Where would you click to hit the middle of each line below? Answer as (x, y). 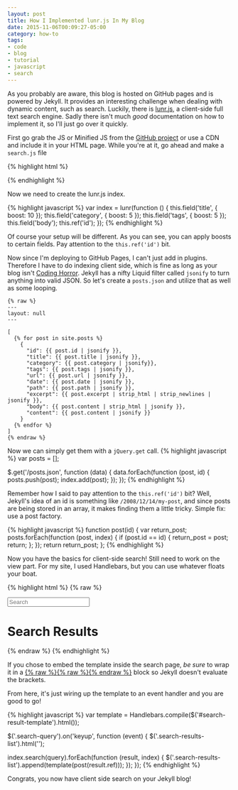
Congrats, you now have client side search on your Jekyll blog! (99, 779)
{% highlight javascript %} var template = (68, 715)
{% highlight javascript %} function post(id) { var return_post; (97, 530)
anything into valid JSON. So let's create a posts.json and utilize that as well (119, 280)
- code (17, 47)
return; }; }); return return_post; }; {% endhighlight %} (86, 544)
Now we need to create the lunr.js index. (66, 194)
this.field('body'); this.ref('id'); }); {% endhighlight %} (85, 223)
